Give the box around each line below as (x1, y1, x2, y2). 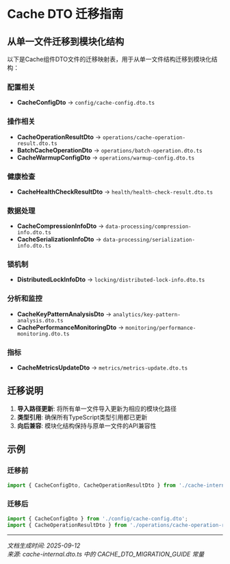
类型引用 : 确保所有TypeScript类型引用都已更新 (16, 413, 148, 421)
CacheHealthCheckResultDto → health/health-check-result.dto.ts (16, 188, 214, 196)
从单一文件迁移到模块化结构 (7, 36, 125, 47)
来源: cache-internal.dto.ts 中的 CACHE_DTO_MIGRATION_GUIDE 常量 (7, 550, 205, 558)
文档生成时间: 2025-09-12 (7, 541, 81, 550)
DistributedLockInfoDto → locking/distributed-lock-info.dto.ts (16, 275, 205, 284)
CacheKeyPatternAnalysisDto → (16, 309, 112, 318)
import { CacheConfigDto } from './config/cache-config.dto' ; (7, 515, 188, 522)
